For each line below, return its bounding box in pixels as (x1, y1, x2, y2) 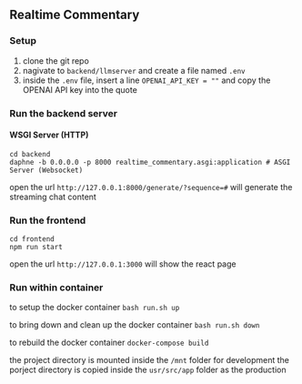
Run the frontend (9, 214, 86, 227)
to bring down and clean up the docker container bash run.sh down (9, 319, 260, 330)
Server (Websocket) (9, 166, 84, 175)
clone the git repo (22, 55, 89, 66)
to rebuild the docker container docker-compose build (9, 337, 209, 349)
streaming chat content (9, 191, 97, 202)
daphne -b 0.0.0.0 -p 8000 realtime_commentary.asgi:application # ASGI (9, 157, 291, 167)
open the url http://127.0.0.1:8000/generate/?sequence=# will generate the (9, 181, 293, 192)
